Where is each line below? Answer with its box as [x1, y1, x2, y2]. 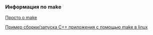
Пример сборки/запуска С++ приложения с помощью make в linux [5, 24, 148, 30]
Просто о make [5, 15, 37, 21]
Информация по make [5, 3, 61, 10]
